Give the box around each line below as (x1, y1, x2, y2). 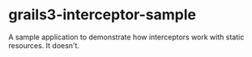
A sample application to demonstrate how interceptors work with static (8, 32, 245, 42)
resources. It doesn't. (8, 40, 79, 50)
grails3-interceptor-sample (8, 6, 197, 24)
